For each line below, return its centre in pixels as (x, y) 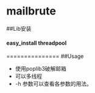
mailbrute (31, 11)
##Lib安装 (19, 28)
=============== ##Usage (45, 56)
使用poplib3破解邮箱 (41, 69)
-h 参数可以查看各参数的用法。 (54, 84)
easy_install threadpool (37, 43)
